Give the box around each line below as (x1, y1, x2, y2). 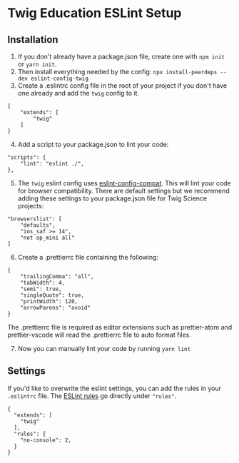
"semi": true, (20, 285, 62, 292)
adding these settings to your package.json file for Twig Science (17, 194, 208, 203)
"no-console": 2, (20, 437, 72, 444)
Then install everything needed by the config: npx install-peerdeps (17, 68, 218, 76)
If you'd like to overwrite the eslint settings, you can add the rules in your (7, 384, 222, 392)
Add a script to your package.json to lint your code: (17, 141, 169, 148)
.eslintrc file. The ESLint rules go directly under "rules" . (7, 391, 177, 400)
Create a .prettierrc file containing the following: (17, 253, 159, 261)
